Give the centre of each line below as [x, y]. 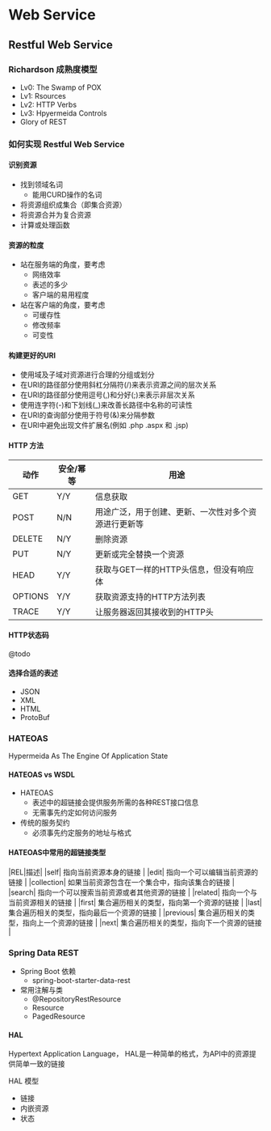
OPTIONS [31, 596]
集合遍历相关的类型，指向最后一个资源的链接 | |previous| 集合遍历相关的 [128, 913]
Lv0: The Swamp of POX [61, 87]
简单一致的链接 [40, 1064]
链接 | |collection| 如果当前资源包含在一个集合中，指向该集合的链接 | [122, 882]
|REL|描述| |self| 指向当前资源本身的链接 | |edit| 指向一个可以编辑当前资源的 [133, 872]
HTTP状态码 [29, 635]
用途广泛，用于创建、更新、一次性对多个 [171, 511]
